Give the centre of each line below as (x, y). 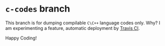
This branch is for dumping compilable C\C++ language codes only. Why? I (83, 23)
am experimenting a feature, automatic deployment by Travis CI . (73, 28)
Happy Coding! (21, 38)
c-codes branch (38, 9)
